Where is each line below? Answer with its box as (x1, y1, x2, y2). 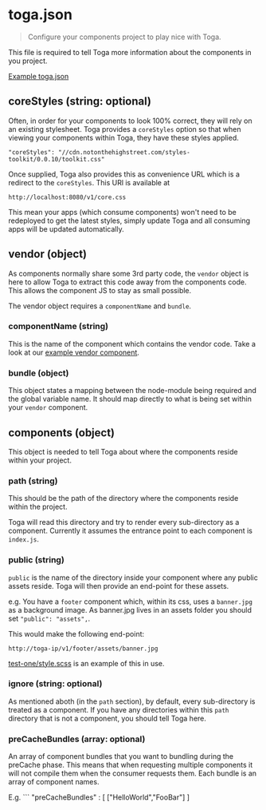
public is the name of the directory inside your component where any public (8, 573, 259, 582)
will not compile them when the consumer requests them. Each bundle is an (8, 768, 257, 778)
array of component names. (8, 777, 100, 787)
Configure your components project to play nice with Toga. (27, 32, 221, 42)
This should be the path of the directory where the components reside (8, 494, 239, 503)
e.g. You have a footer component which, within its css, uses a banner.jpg (8, 597, 253, 606)
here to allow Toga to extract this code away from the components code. (8, 277, 247, 287)
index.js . (8, 534, 40, 544)
